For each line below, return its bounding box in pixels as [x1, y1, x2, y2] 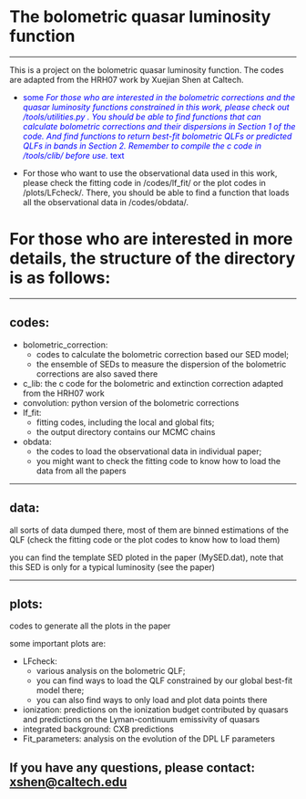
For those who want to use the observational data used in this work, [22, 167, 278, 179]
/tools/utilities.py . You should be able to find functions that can [22, 111, 261, 122]
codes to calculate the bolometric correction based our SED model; [36, 348, 290, 359]
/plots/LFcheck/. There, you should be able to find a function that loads [22, 187, 290, 198]
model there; [36, 685, 85, 696]
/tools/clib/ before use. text [22, 150, 125, 161]
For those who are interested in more [9, 229, 293, 250]
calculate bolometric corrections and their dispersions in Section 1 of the [22, 120, 296, 131]
